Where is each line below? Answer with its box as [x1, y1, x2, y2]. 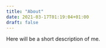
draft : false [6, 19, 39, 25]
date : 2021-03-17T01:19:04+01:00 [6, 14, 89, 20]
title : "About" [6, 8, 44, 15]
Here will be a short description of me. [6, 36, 100, 43]
